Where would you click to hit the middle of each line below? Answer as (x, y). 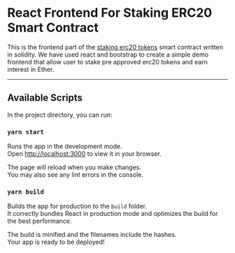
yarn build (26, 191)
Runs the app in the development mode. (65, 146)
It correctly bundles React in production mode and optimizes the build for (113, 214)
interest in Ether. (31, 69)
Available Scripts (45, 98)
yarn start (26, 132)
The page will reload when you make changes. (74, 167)
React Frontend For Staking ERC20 (110, 13)
